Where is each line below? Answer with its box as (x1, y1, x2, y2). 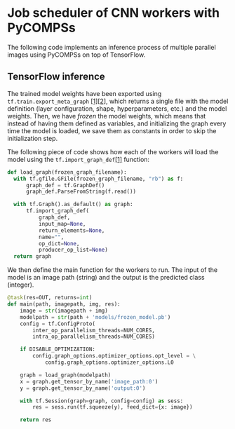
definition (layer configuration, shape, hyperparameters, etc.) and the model (7, 104, 227, 113)
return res (20, 416, 52, 423)
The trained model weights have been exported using (7, 89, 162, 97)
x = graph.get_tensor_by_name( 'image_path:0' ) (20, 378, 159, 385)
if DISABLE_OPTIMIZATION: (20, 346, 96, 353)
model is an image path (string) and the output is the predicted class (7, 273, 205, 282)
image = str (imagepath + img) (20, 307, 109, 314)
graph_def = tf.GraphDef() (25, 182, 105, 189)
